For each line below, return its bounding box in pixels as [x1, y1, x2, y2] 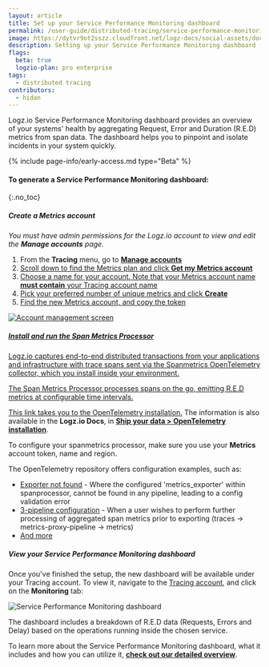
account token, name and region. [8, 449, 118, 458]
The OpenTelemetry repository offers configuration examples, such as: [8, 465, 242, 474]
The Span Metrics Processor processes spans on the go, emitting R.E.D [8, 384, 244, 393]
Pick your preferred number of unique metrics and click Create [19, 289, 228, 298]
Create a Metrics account [8, 211, 96, 221]
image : [8, 34, 30, 42]
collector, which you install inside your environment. [8, 369, 180, 378]
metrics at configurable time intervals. [8, 393, 134, 402]
